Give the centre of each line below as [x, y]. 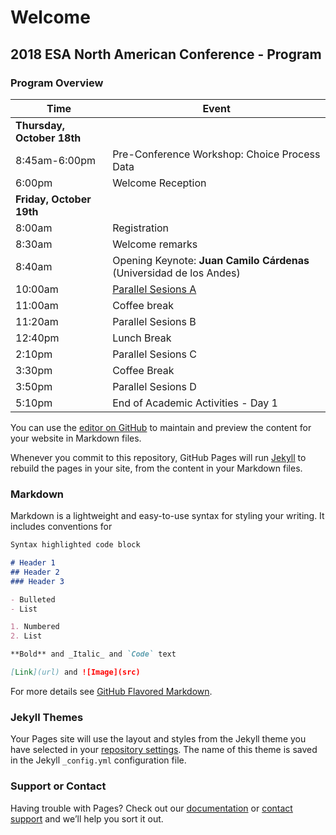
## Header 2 [35, 572]
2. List [26, 636]
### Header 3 [37, 581]
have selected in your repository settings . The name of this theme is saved [164, 750]
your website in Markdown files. [76, 438]
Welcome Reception [159, 183]
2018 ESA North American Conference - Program [166, 54]
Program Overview [57, 83]
